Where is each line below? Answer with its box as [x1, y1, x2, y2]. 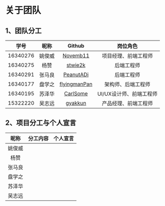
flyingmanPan [59, 80, 93, 88]
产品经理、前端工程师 [102, 100, 153, 107]
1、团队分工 [5, 26, 42, 35]
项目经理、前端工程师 [102, 53, 153, 59]
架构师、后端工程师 [104, 81, 151, 88]
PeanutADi [63, 71, 89, 78]
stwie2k [66, 62, 86, 68]
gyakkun [65, 100, 86, 106]
